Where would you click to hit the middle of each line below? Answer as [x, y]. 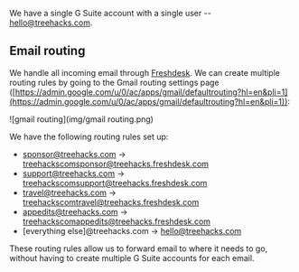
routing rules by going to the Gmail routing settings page [114, 82]
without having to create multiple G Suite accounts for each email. [132, 258]
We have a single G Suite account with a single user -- [111, 13]
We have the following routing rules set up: [89, 136]
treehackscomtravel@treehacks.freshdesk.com [111, 202]
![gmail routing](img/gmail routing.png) [81, 119]
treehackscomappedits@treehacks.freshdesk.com [116, 221]
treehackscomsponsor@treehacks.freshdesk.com [116, 164]
